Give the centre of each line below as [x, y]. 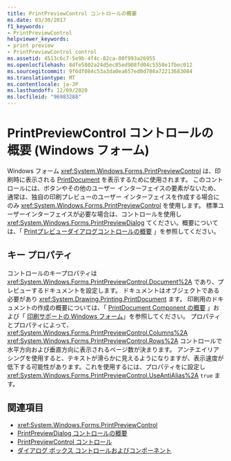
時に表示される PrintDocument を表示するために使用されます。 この [109, 179]
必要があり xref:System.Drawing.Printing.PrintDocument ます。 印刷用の [110, 299]
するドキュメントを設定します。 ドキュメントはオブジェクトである [125, 290]
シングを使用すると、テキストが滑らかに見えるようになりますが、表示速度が [115, 358]
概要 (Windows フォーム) [78, 151]
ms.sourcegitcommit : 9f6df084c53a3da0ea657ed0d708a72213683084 [100, 71]
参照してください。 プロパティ [178, 316]
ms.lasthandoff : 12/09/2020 [48, 90]
